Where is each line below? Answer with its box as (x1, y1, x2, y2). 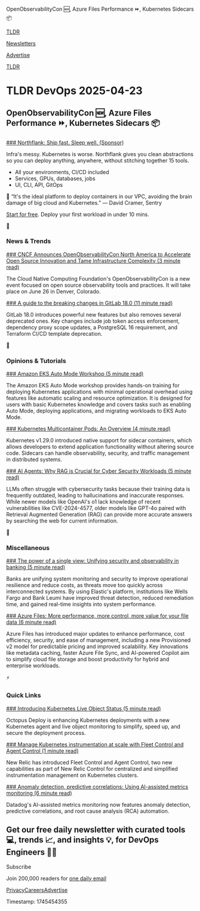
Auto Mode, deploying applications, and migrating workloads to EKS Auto (6, 407, 187, 415)
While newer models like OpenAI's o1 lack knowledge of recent (6, 498, 161, 505)
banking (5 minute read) (6, 564, 66, 571)
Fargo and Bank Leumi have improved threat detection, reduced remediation (6, 594, 194, 602)
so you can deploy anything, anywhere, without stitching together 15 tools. (6, 157, 189, 164)
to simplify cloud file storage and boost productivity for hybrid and (6, 655, 170, 663)
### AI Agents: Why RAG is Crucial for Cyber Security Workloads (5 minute (6, 467, 192, 475)
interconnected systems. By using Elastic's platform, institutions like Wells (6, 588, 188, 595)
